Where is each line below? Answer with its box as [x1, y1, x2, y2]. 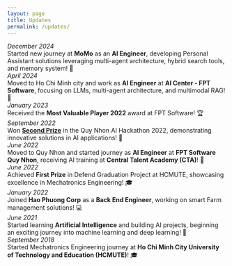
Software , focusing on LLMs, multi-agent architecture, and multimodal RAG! [7, 86, 226, 94]
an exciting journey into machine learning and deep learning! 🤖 [7, 228, 187, 237]
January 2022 [7, 188, 49, 197]
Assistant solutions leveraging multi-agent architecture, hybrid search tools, [7, 57, 225, 65]
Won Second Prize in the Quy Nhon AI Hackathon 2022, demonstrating [7, 126, 212, 135]
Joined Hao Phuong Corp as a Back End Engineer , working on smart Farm [7, 196, 222, 204]
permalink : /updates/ [7, 23, 70, 30]
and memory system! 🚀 [7, 64, 74, 73]
